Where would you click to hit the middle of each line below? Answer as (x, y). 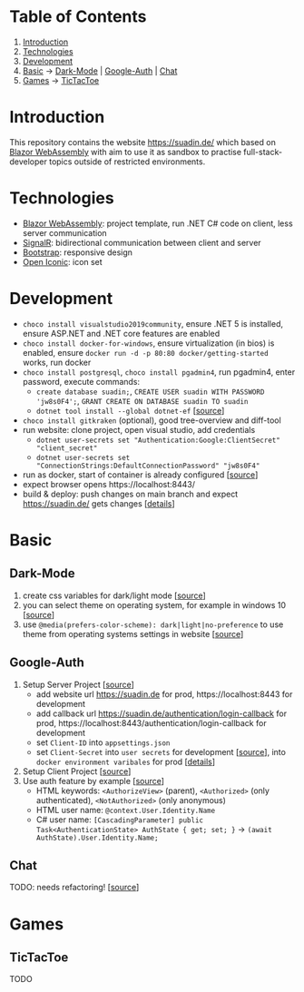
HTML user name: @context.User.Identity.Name (126, 810)
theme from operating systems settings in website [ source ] (133, 634)
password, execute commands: (81, 381)
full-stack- (263, 152)
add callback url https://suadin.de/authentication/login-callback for (162, 713)
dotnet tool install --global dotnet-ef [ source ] (130, 410)
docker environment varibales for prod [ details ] (126, 761)
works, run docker (57, 362)
